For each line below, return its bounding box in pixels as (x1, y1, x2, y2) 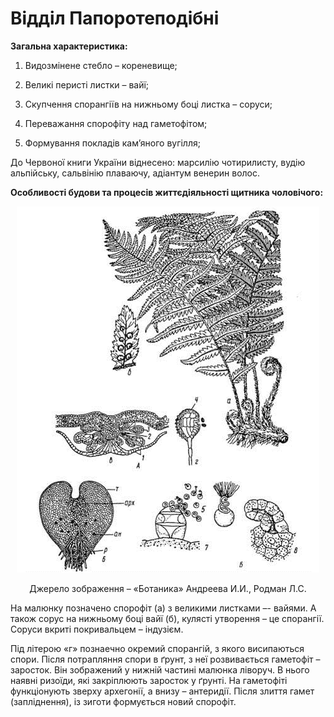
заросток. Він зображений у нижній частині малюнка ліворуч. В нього (10, 663, 310, 676)
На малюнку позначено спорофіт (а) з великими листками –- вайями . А (10, 602, 317, 614)
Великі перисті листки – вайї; (24, 78, 150, 91)
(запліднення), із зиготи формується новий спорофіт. (10, 695, 237, 707)
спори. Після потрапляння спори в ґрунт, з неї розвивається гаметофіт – (10, 653, 321, 665)
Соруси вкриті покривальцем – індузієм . (10, 623, 184, 635)
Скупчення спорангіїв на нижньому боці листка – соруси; (24, 98, 273, 110)
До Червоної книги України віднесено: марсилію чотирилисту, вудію (10, 156, 306, 168)
